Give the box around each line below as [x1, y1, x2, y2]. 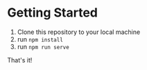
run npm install [17, 35, 64, 43]
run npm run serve [17, 42, 69, 51]
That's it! [7, 55, 33, 64]
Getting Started [7, 5, 98, 21]
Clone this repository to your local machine [17, 28, 141, 36]
